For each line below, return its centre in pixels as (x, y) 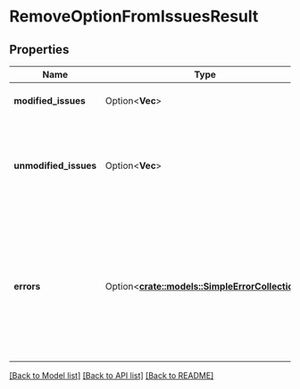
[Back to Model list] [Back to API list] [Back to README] (112, 376)
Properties (39, 50)
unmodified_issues (55, 165)
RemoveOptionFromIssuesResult (134, 17)
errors (27, 286)
